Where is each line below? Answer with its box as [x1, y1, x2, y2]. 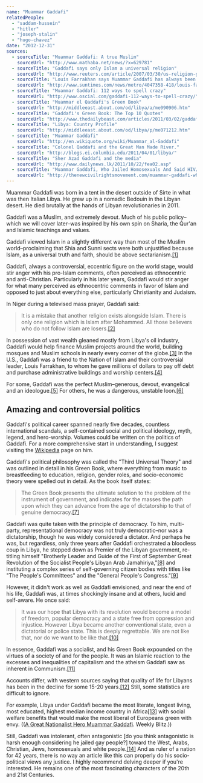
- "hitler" [11, 25, 39, 32]
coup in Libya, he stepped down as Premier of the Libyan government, [6, 546, 181, 553]
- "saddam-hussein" [11, 20, 61, 26]
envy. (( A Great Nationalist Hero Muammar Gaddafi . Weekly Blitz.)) [6, 721, 172, 728]
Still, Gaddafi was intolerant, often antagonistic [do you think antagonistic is [6, 732, 195, 739]
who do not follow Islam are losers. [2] [21, 325, 115, 332]
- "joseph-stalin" [11, 32, 59, 38]
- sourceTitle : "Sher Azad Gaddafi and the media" [11, 155, 142, 161]
